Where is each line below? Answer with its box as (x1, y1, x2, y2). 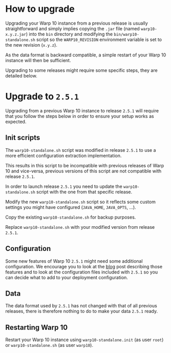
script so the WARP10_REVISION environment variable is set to (36, 36, 162, 43)
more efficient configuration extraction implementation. (5, 152, 122, 159)
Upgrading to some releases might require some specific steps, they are (5, 67, 158, 73)
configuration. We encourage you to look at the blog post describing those (5, 263, 163, 269)
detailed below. (5, 72, 37, 79)
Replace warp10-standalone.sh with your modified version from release (5, 224, 155, 230)
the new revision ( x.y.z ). (5, 42, 58, 48)
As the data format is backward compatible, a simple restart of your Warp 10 (5, 52, 166, 58)
